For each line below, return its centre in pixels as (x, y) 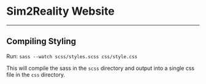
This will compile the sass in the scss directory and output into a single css (101, 68)
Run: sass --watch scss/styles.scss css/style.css (72, 56)
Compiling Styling (41, 41)
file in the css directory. (36, 74)
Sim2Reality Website (60, 11)
